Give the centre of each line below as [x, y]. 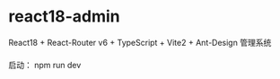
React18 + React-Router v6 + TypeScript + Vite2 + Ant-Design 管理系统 [140, 42]
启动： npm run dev [45, 65]
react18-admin [64, 17]
